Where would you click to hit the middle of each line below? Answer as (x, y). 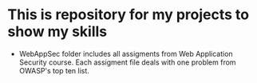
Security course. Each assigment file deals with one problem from (127, 62)
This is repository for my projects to (128, 15)
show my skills (57, 32)
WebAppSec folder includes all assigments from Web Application (126, 53)
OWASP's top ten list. (54, 70)
